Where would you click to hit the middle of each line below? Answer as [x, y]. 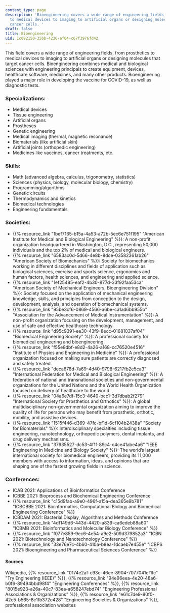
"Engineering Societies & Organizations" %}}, [111, 600]
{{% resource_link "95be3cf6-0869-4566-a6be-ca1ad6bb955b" [80, 309]
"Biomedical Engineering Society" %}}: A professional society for [80, 336]
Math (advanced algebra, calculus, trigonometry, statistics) [74, 177]
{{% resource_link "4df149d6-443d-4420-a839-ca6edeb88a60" [80, 523]
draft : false [19, 29]
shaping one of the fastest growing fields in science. [67, 466]
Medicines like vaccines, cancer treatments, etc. [63, 153]
